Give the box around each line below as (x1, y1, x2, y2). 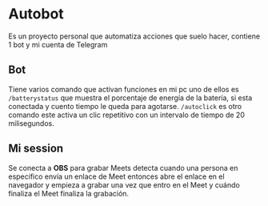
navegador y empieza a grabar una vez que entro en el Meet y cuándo (8, 180, 240, 189)
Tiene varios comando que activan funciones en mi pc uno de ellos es (8, 84, 240, 94)
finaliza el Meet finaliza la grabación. (8, 188, 130, 198)
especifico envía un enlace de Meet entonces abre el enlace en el (8, 172, 226, 181)
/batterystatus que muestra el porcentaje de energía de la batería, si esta (8, 93, 253, 103)
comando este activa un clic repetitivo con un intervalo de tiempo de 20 (8, 110, 246, 119)
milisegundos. (8, 118, 54, 128)
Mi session (8, 142, 64, 156)
